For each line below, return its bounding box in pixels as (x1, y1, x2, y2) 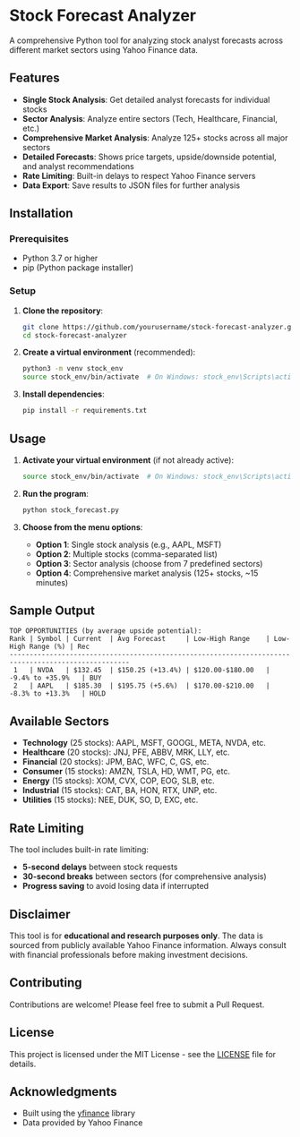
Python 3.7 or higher (21, 252, 99, 264)
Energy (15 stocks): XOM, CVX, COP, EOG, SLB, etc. (21, 775, 215, 786)
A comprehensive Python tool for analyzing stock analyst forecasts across (9, 35, 284, 46)
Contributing (9, 975, 82, 990)
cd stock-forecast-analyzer (21, 330, 127, 340)
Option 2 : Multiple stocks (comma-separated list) (35, 548, 218, 560)
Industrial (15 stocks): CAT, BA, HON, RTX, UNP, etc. (21, 785, 218, 796)
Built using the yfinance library (21, 1107, 136, 1119)
